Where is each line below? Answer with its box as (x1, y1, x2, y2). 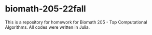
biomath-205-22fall (5, 3, 86, 14)
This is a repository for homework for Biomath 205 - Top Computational (5, 19, 147, 25)
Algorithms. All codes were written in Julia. (5, 24, 90, 30)
